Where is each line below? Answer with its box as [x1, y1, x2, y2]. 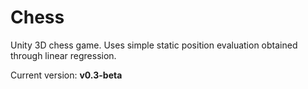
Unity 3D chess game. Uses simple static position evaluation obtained [10, 39, 298, 51]
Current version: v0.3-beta [10, 69, 123, 81]
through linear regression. [10, 49, 117, 61]
